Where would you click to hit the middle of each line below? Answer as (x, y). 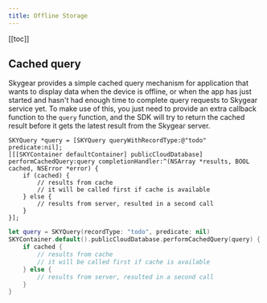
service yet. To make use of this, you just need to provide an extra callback (133, 109)
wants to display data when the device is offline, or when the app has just (130, 92)
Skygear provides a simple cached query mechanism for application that (129, 83)
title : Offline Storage (48, 16)
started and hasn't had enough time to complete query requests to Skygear (133, 100)
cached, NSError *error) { (53, 169)
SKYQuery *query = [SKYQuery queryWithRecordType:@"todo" (107, 141)
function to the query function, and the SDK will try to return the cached (127, 117)
